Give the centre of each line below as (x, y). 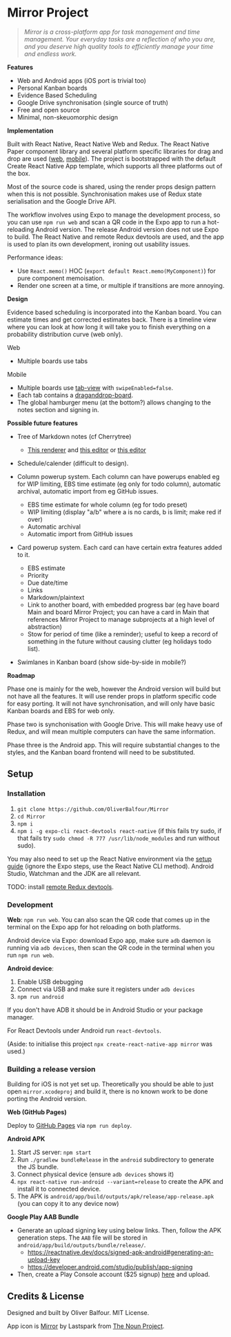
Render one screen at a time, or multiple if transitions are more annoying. (121, 285)
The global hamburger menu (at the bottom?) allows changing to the (114, 402)
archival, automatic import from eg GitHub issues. (88, 491)
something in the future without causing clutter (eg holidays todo (119, 641)
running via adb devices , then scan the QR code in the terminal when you (111, 948)
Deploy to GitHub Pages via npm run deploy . (70, 1126)
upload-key (44, 1260)
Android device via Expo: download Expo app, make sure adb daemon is (109, 940)
